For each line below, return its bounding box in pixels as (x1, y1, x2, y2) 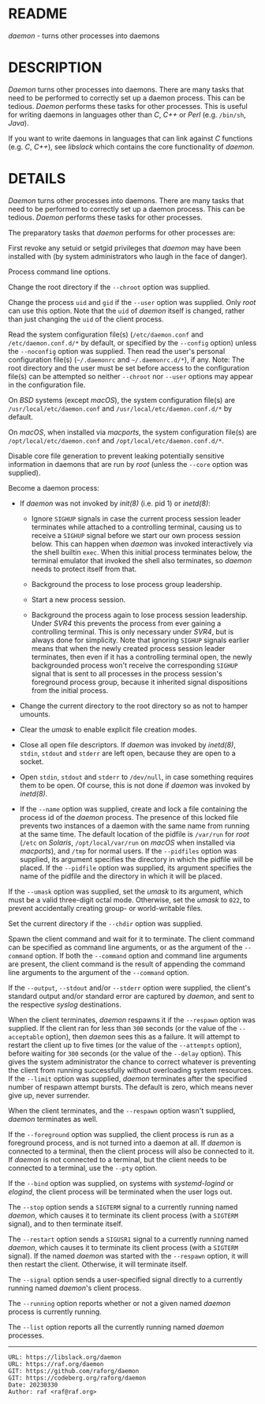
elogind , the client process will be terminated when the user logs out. (8, 1187, 233, 1196)
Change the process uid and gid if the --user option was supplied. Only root (8, 297, 256, 307)
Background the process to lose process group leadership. (31, 579, 222, 589)
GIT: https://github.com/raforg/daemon (8, 1367, 140, 1375)
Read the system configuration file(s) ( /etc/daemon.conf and (8, 329, 203, 339)
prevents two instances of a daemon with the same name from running (19, 821, 250, 830)
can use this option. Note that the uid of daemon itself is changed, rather (8, 306, 245, 315)
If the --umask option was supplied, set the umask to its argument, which (8, 886, 243, 896)
